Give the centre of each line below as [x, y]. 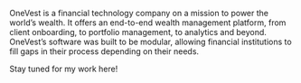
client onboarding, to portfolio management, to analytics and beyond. [138, 32]
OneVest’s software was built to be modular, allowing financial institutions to [150, 41]
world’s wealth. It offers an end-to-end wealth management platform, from [148, 23]
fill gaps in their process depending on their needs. [104, 51]
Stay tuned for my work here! [64, 69]
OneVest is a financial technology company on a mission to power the [139, 13]
